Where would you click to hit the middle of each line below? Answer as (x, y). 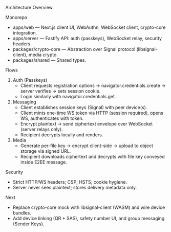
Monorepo (16, 17)
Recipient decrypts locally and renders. (62, 135)
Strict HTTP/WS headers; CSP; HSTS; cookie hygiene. (70, 182)
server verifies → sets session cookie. (60, 91)
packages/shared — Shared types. (49, 60)
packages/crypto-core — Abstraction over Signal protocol (74, 49)
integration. (25, 33)
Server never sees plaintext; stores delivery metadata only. (75, 188)
